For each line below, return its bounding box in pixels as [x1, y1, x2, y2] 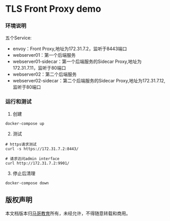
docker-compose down [5, 180, 50, 186]
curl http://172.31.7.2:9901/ [5, 161, 70, 166]
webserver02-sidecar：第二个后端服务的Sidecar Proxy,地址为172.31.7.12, [12, 78, 165, 84]
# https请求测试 [5, 142, 37, 147]
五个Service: [5, 35, 32, 41]
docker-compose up [5, 121, 44, 126]
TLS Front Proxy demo [5, 3, 101, 15]
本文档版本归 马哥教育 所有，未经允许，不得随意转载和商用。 [5, 210, 131, 216]
